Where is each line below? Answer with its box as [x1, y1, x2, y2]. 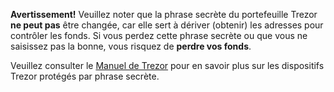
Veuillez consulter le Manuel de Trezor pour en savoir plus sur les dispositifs [10, 60, 325, 71]
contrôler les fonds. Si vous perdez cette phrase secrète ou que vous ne [10, 30, 308, 41]
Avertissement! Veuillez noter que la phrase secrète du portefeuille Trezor [10, 9, 318, 20]
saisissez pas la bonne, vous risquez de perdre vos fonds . [10, 40, 252, 52]
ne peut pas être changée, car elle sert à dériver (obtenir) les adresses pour [10, 19, 324, 31]
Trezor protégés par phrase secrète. [10, 70, 160, 82]
